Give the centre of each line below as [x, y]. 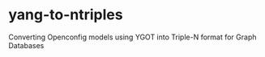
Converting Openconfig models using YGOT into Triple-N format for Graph [132, 37]
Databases [26, 45]
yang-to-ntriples [66, 15]
